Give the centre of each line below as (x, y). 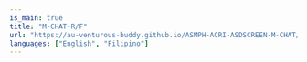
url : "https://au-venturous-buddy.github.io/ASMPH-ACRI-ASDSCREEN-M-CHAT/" (157, 35)
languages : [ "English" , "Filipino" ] (79, 43)
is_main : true (37, 18)
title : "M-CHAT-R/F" (49, 26)
